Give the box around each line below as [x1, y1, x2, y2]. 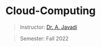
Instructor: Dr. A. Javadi [19, 23, 78, 31]
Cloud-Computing [5, 4, 96, 18]
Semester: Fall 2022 [19, 35, 69, 42]
